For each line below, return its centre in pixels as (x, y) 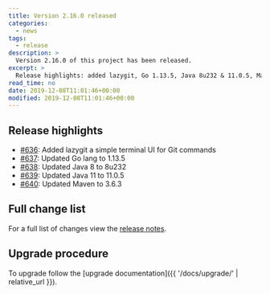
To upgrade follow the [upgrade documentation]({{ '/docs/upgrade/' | (123, 273)
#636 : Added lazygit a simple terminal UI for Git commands (118, 150)
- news (27, 31)
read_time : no (32, 83)
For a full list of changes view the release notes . (88, 228)
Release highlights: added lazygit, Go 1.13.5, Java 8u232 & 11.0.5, (134, 76)
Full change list (47, 209)
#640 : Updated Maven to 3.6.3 (71, 184)
